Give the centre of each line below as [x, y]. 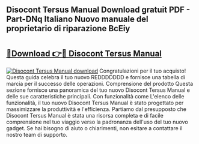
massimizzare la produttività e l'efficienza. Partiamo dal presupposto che [96, 109]
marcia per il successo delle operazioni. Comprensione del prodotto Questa [100, 84]
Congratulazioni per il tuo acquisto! [142, 71]
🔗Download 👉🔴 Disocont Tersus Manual [84, 53]
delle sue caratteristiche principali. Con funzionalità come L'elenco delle [95, 96]
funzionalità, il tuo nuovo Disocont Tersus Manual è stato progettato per [95, 103]
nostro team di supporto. [37, 135]
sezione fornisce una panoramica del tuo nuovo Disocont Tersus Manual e [98, 90]
